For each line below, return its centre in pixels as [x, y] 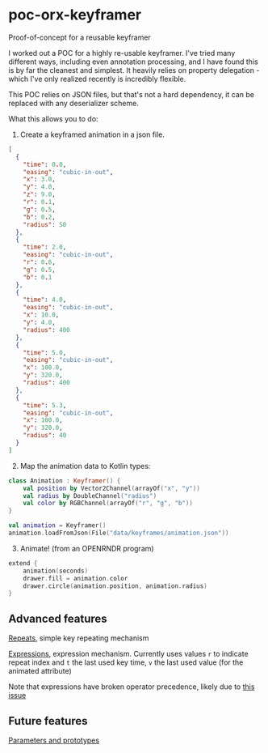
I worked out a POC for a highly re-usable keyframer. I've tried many [122, 53]
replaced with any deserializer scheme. [73, 103]
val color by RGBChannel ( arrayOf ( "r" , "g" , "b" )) [108, 504]
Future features [48, 721]
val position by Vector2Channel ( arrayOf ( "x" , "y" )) [111, 488]
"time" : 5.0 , [45, 353]
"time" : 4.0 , [45, 300]
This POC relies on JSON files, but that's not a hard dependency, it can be [131, 94]
